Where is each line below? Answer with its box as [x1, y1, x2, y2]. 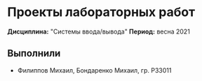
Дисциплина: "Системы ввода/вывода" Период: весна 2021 [7, 27, 191, 36]
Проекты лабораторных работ [7, 4, 195, 20]
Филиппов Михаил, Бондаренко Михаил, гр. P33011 [17, 66, 172, 74]
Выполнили [7, 47, 61, 59]
